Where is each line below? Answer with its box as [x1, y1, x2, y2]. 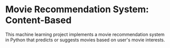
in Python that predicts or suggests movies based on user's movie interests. [5, 37, 165, 43]
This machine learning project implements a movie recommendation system [5, 31, 165, 37]
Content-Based [5, 14, 72, 26]
